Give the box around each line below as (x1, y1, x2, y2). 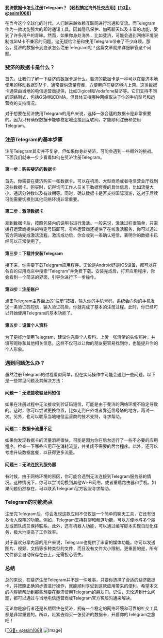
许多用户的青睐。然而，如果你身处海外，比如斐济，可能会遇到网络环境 (13, 33, 154, 38)
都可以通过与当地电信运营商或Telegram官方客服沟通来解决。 (13, 595, 134, 601)
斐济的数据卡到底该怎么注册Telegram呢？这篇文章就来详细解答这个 (13, 45, 147, 50)
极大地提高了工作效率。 (13, 529, 61, 535)
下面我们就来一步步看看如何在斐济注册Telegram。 (5, 154, 105, 160)
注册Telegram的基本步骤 (5, 136, 63, 143)
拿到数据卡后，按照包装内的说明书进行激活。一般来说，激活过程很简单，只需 (5, 220, 158, 226)
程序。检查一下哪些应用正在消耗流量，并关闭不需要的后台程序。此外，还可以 (5, 443, 158, 449)
